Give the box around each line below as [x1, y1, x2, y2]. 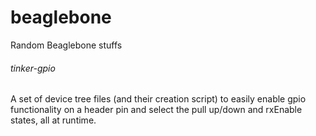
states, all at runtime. [10, 114, 97, 126]
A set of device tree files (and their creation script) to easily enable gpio [10, 93, 307, 105]
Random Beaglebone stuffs [10, 39, 123, 51]
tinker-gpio [10, 62, 56, 74]
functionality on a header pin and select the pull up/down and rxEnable [10, 104, 303, 116]
